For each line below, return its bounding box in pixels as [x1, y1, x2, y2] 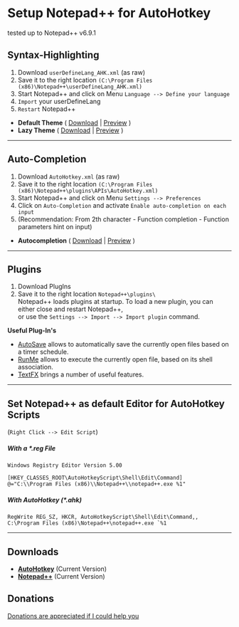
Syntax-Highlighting [7, 49, 100, 61]
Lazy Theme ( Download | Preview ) [17, 126, 124, 135]
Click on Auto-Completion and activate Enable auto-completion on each [17, 201, 226, 209]
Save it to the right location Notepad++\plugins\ [17, 290, 156, 298]
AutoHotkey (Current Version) [17, 564, 107, 573]
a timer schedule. [17, 347, 69, 357]
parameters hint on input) [17, 222, 92, 231]
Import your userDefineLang [17, 97, 101, 105]
